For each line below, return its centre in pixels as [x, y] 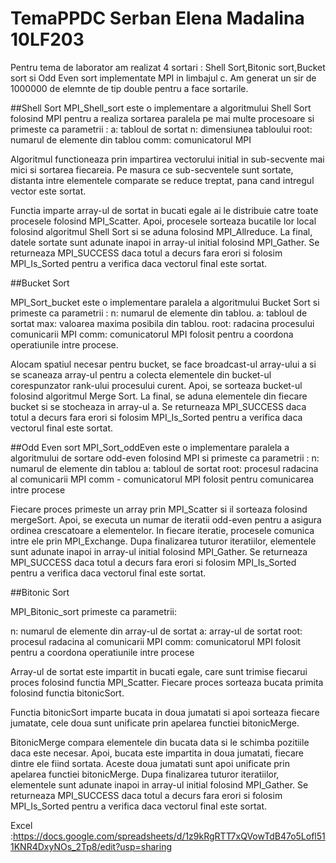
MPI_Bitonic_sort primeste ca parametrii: [94, 611]
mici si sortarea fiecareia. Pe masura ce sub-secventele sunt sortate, [152, 169]
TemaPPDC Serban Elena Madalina [157, 18]
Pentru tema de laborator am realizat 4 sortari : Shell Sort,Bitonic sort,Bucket [168, 67]
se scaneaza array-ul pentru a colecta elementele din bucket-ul [141, 374]
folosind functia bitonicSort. [67, 693]
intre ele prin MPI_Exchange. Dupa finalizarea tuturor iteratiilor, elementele [163, 541]
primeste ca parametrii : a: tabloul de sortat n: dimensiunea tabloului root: [161, 129]
